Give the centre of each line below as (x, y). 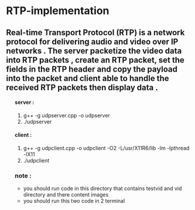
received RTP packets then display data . (82, 87)
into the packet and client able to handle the (88, 78)
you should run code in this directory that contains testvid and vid (102, 188)
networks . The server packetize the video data (94, 51)
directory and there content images (66, 195)
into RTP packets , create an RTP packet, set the (95, 60)
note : (23, 175)
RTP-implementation (58, 11)
